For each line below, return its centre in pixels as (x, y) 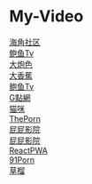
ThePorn (25, 118)
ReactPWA (29, 150)
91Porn (22, 160)
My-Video (46, 16)
